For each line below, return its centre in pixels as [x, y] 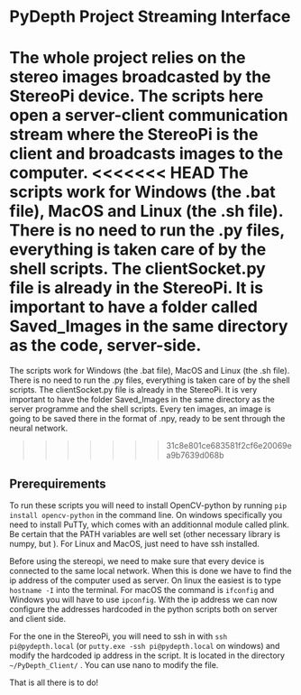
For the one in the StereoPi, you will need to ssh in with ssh [119, 636]
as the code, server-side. [105, 346]
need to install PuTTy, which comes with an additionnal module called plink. [150, 524]
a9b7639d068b [195, 455]
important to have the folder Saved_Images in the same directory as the [142, 400]
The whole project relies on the [128, 58]
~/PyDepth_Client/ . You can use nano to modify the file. [114, 664]
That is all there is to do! [54, 682]
